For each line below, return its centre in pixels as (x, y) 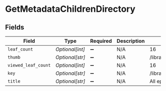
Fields (15, 27)
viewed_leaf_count (29, 65)
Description (131, 41)
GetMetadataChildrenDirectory (70, 9)
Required (101, 41)
